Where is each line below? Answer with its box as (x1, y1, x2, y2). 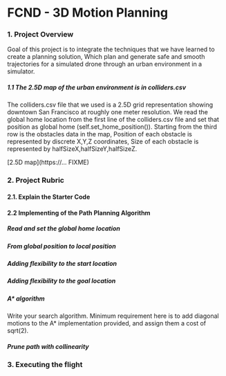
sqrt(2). (7, 327, 29, 335)
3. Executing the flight (7, 360, 83, 369)
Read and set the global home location (7, 224, 121, 233)
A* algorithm (7, 294, 45, 303)
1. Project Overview (7, 30, 74, 39)
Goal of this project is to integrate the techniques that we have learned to (7, 45, 216, 53)
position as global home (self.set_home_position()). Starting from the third (7, 123, 218, 131)
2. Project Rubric (7, 175, 64, 185)
